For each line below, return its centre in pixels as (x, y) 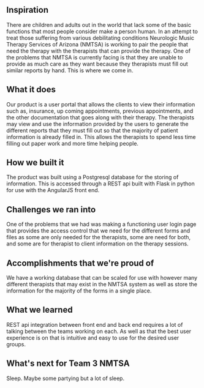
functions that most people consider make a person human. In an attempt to (102, 31)
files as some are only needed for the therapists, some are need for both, (99, 237)
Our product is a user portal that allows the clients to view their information (101, 104)
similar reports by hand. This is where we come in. (70, 70)
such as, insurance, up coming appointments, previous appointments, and (100, 111)
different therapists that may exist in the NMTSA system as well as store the (102, 285)
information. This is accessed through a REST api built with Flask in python (100, 184)
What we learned (40, 310)
